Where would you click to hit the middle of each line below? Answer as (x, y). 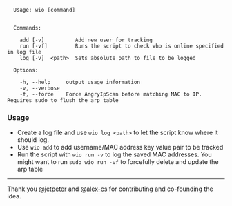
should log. (33, 140)
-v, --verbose (40, 88)
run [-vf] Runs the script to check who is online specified (122, 46)
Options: (26, 70)
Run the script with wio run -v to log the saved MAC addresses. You (114, 154)
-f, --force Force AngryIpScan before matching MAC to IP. (111, 94)
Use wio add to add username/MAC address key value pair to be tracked (120, 147)
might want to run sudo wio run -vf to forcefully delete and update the (118, 162)
